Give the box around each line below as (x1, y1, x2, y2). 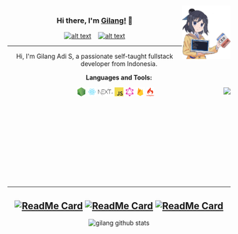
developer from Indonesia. (80, 60, 158, 68)
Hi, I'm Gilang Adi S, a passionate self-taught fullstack (16, 52, 174, 61)
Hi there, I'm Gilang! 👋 (56, 16, 133, 26)
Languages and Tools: (86, 73, 152, 82)
